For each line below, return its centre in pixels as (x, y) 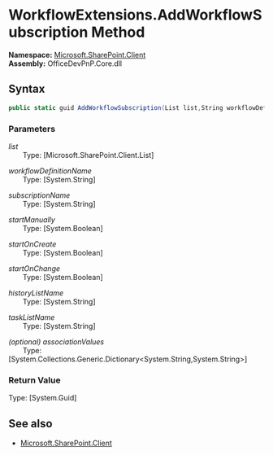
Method (118, 32)
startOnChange (35, 268)
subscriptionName (39, 195)
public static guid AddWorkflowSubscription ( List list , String (116, 107)
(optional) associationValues (56, 341)
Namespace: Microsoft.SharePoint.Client (77, 55)
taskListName (32, 317)
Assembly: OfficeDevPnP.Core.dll (65, 63)
